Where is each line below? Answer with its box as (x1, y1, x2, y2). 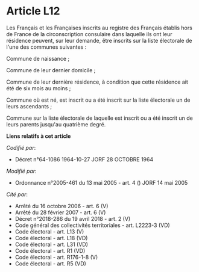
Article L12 (6, 4, 60, 18)
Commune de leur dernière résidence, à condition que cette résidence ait (6, 78, 188, 85)
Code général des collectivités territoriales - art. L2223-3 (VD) (14, 221, 170, 229)
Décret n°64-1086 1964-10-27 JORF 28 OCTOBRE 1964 (14, 155, 154, 163)
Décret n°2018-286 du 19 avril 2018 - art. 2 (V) (14, 215, 131, 222)
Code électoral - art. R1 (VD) (14, 247, 86, 254)
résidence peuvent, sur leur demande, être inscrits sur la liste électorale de (6, 37, 192, 44)
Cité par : (6, 191, 28, 198)
